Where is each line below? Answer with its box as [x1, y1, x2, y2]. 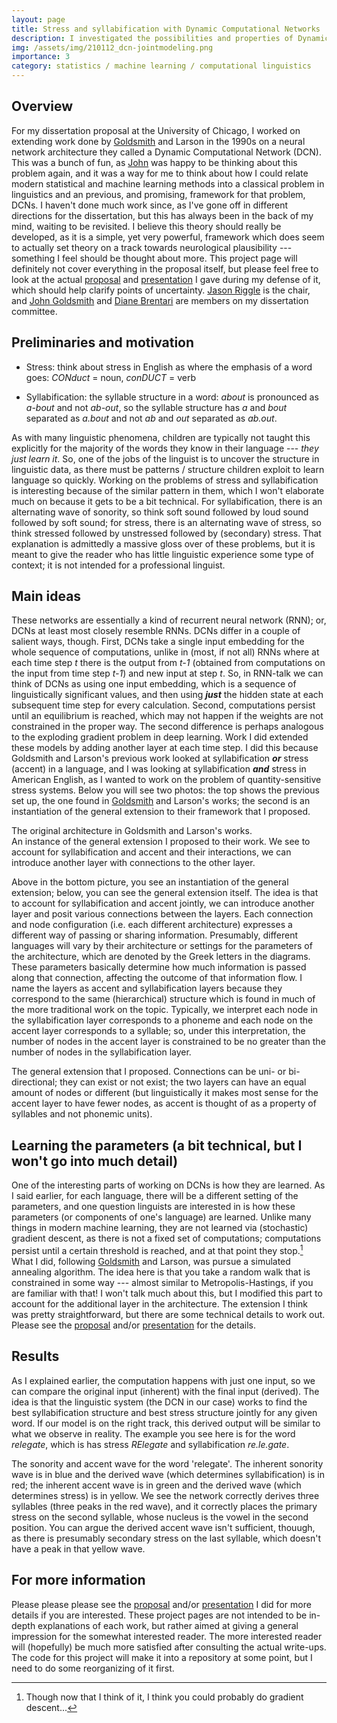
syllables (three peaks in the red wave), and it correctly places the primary [11, 1500, 318, 1512]
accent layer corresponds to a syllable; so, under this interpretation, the [11, 1025, 306, 1037]
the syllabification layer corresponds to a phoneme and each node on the [11, 1014, 314, 1026]
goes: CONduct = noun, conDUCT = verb [25, 371, 197, 383]
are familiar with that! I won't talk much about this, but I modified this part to [11, 1287, 323, 1299]
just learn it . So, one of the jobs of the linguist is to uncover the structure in [11, 452, 320, 465]
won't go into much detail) [11, 1152, 179, 1170]
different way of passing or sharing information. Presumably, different [11, 929, 299, 941]
